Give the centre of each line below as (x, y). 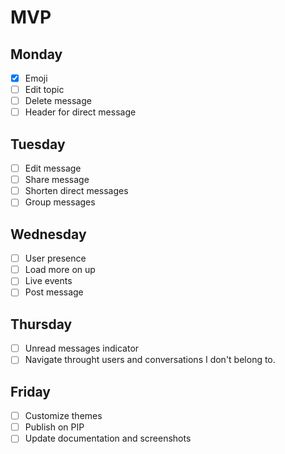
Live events (48, 281)
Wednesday (48, 234)
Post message (54, 292)
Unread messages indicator (82, 348)
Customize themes (63, 416)
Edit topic (44, 90)
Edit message (53, 168)
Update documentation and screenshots (108, 438)
